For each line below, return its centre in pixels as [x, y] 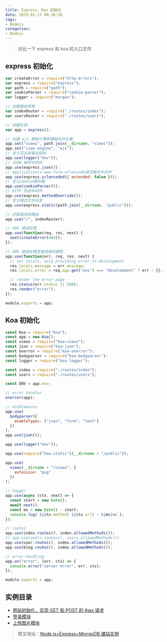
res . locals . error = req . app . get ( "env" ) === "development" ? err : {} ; [86, 271]
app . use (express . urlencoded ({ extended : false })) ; [61, 177]
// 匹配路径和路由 [22, 214]
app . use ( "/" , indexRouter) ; [35, 219]
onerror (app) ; [20, 398]
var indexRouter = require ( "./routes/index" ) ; [55, 111]
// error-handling [25, 557]
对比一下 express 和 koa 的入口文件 [55, 49]
